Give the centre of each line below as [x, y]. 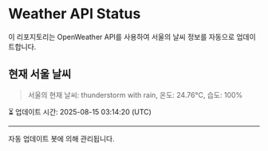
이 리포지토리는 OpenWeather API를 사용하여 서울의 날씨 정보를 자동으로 [122, 37]
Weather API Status [75, 14]
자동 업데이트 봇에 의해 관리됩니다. [61, 138]
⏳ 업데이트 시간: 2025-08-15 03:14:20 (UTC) [80, 111]
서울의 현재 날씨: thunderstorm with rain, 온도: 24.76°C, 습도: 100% [135, 95]
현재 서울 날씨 [40, 74]
